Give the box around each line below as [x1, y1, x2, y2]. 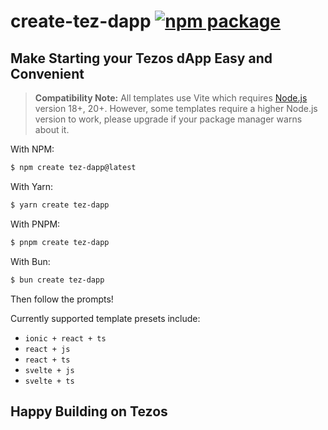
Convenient [10, 65, 85, 82]
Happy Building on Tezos [10, 403, 168, 420]
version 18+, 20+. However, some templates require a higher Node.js [34, 103, 318, 114]
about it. [34, 124, 70, 135]
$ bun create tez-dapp [10, 275, 105, 285]
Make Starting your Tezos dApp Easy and [10, 50, 273, 67]
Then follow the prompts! [10, 293, 114, 305]
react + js [24, 344, 71, 354]
